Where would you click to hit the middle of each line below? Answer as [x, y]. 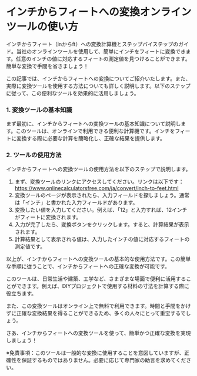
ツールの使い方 [42, 27]
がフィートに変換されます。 [48, 217]
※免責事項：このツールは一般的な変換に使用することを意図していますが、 [95, 353]
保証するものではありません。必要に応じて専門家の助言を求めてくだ [104, 360]
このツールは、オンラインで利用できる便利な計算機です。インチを [95, 131]
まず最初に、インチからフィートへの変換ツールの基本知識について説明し [94, 124]
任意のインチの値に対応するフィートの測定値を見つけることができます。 [103, 59]
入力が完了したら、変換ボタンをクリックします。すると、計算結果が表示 [102, 224]
